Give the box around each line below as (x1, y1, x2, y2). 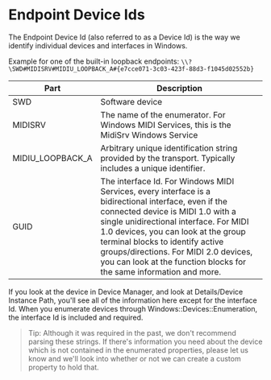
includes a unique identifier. (100, 163, 206, 174)
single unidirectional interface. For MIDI (100, 216, 249, 227)
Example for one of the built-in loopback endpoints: (8, 56, 180, 66)
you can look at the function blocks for (100, 256, 247, 267)
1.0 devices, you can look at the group (100, 225, 246, 237)
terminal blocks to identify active (100, 236, 224, 247)
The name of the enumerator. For (100, 109, 226, 120)
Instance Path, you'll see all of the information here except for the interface (8, 295, 257, 305)
